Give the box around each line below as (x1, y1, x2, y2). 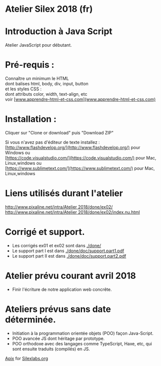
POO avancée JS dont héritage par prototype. (12, 335, 105, 341)
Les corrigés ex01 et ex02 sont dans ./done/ (12, 242, 101, 248)
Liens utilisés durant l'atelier (5, 188, 123, 199)
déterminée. (5, 314, 56, 325)
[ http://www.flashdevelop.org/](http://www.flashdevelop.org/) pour (5, 145, 140, 150)
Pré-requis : (5, 59, 55, 71)
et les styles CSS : (5, 86, 42, 92)
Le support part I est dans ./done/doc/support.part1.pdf (12, 248, 124, 254)
